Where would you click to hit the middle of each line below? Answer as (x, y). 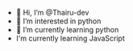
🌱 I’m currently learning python (67, 30)
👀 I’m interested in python (58, 21)
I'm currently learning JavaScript (70, 38)
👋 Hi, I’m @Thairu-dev (52, 13)
